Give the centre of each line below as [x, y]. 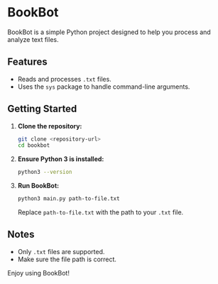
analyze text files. [33, 39]
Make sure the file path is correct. [67, 259]
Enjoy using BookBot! [38, 273]
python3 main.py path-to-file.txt [69, 199]
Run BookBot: [38, 186]
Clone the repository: [50, 126]
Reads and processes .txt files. [64, 79]
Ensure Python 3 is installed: [61, 159]
